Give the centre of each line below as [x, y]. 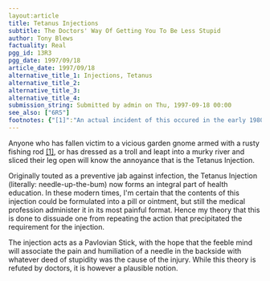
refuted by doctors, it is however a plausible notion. [93, 268]
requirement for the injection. [57, 226]
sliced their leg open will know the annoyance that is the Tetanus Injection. [132, 160]
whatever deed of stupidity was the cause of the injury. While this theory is [132, 259]
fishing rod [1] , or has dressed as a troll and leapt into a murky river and [127, 151]
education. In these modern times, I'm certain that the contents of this [124, 193]
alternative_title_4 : [45, 98]
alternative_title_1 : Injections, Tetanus [80, 75]
